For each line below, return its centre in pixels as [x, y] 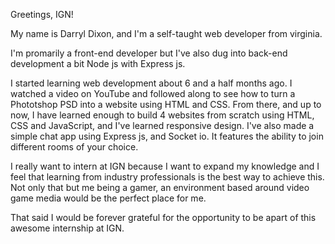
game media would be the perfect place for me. [108, 198]
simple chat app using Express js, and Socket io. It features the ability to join [167, 136]
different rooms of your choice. [74, 147]
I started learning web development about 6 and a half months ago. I [151, 83]
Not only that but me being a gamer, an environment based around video [160, 187]
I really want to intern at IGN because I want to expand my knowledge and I [165, 166]
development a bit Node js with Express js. [98, 63]
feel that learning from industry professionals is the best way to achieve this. [167, 177]
